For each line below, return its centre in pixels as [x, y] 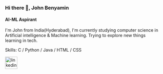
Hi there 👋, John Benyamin [37, 8]
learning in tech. [21, 40]
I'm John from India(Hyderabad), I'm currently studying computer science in [82, 30]
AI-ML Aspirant [21, 19]
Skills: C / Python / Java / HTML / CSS [43, 50]
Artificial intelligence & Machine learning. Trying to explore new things [75, 36]
